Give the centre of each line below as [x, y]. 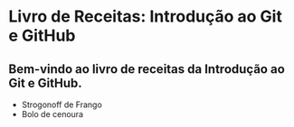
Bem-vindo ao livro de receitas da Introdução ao [147, 69]
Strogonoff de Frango [62, 104]
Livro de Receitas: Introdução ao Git [145, 17]
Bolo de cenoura [52, 114]
